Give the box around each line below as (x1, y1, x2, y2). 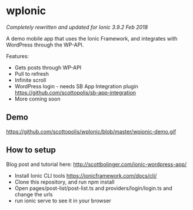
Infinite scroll (14, 76, 46, 84)
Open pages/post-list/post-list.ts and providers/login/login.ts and (14, 184, 172, 192)
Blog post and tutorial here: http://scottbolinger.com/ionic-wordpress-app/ (6, 161, 187, 168)
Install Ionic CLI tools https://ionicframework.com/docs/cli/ (14, 172, 157, 179)
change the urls (14, 191, 53, 198)
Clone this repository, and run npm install (14, 178, 115, 185)
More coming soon (14, 95, 61, 102)
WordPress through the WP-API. (6, 41, 84, 48)
